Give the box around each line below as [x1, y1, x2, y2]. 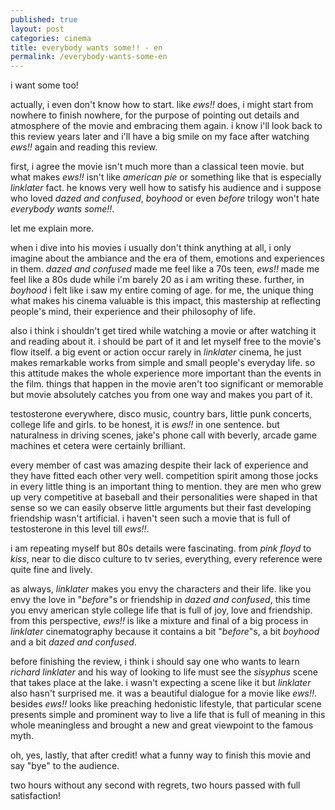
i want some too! [10, 79, 79, 91]
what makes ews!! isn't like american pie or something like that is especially [10, 171, 322, 183]
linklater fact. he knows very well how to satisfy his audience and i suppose [10, 182, 322, 194]
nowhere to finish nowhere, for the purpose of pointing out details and [10, 109, 300, 121]
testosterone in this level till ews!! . [10, 523, 150, 535]
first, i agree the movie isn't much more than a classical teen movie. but [10, 161, 305, 173]
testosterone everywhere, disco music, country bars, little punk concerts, [10, 408, 313, 420]
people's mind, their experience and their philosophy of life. [10, 306, 256, 318]
